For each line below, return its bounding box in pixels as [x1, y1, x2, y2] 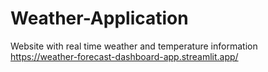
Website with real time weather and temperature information [10, 40, 258, 52]
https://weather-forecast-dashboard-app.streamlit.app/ [10, 50, 239, 62]
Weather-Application [10, 7, 189, 30]
